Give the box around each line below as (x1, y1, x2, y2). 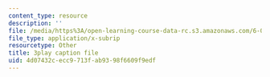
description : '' (8, 19, 63, 27)
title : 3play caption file (8, 49, 99, 57)
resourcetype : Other (8, 42, 78, 50)
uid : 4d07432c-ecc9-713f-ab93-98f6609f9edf (8, 57, 157, 65)
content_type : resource (8, 11, 88, 20)
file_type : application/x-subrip (8, 34, 121, 43)
